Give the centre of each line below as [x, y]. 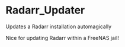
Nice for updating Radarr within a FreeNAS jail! [62, 38]
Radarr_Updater [45, 10]
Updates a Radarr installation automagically [59, 26]
